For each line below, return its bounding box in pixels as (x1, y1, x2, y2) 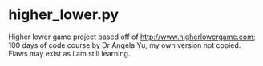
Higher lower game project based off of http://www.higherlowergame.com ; (8, 32, 256, 41)
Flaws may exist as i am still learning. (8, 49, 131, 58)
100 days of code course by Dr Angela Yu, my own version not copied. (8, 40, 241, 49)
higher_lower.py (8, 6, 119, 24)
